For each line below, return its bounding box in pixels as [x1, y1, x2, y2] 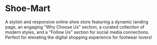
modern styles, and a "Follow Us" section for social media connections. [5, 29, 150, 35]
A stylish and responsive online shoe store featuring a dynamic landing [5, 19, 149, 25]
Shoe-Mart [5, 3, 51, 14]
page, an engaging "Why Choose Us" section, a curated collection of [5, 24, 145, 30]
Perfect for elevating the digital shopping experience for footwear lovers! [5, 34, 153, 40]
